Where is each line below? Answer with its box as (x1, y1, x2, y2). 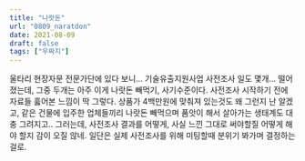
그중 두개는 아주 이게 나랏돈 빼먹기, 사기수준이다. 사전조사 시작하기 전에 (36, 85, 289, 96)
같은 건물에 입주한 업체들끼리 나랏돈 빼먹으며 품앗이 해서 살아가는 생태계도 (21, 107, 284, 118)
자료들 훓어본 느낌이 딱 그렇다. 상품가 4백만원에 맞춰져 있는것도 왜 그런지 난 (9, 96, 277, 107)
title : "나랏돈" (9, 13, 66, 23)
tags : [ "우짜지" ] (9, 47, 70, 56)
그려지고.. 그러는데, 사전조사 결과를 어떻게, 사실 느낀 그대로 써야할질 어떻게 (18, 119, 284, 130)
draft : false (9, 38, 59, 48)
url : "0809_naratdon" (9, 22, 92, 31)
